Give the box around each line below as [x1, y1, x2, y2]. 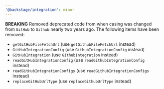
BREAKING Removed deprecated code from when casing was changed [5, 21, 152, 27]
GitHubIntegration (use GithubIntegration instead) [12, 52, 118, 58]
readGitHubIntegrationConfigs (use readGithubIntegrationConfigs [12, 68, 150, 74]
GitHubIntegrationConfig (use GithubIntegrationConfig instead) [12, 46, 145, 52]
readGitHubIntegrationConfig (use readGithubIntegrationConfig [12, 57, 145, 63]
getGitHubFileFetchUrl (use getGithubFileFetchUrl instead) [12, 41, 136, 47]
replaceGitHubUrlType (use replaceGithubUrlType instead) [12, 78, 132, 84]
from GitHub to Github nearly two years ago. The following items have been [5, 26, 160, 32]
